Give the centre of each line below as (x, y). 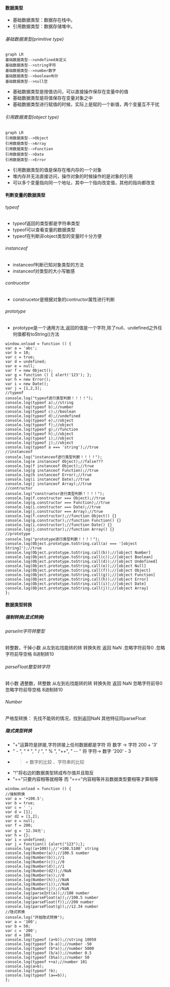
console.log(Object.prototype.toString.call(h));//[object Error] (77, 580)
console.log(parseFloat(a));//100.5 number (52, 897)
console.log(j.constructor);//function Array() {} (60, 530)
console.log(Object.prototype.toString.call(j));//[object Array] (77, 588)
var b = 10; (18, 353)
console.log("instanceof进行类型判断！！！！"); (54, 457)
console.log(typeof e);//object (39, 421)
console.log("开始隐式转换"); (35, 917)
